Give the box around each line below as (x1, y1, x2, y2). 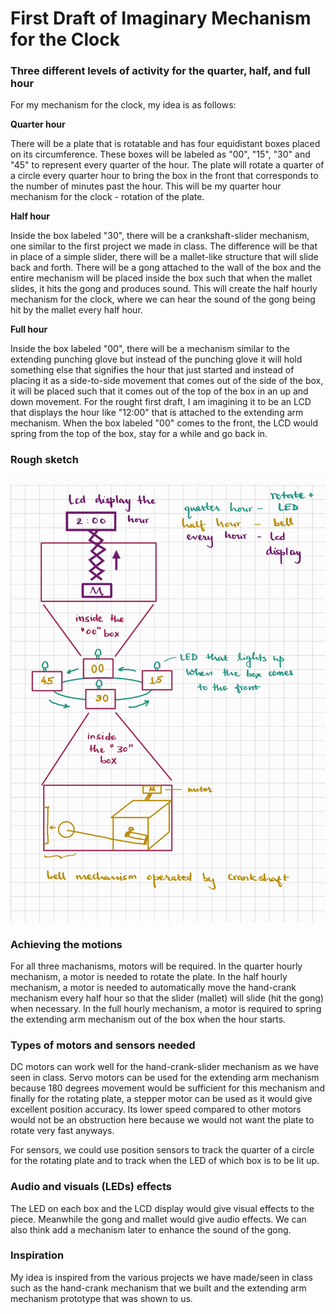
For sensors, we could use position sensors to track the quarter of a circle (10, 1144, 315, 1156)
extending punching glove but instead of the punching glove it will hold (10, 353, 303, 366)
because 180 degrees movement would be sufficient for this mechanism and (10, 1082, 326, 1094)
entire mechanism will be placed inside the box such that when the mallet (10, 272, 313, 284)
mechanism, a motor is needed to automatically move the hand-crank (10, 981, 297, 993)
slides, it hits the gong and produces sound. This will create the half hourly (10, 283, 318, 295)
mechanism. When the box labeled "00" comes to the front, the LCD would (10, 417, 319, 429)
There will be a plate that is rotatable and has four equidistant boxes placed (10, 138, 321, 150)
